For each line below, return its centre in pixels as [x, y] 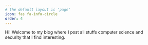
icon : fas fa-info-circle [31, 14]
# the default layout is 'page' [38, 9]
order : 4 [14, 18]
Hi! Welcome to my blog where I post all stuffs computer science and [74, 32]
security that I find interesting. [35, 37]
